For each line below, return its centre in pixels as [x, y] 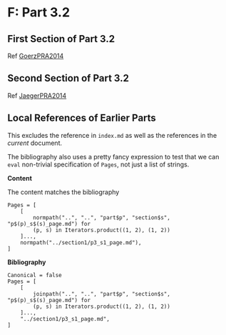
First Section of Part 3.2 [61, 39]
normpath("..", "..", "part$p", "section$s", [102, 217]
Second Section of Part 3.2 [68, 78]
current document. [35, 143]
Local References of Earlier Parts [82, 118]
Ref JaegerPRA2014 [37, 95]
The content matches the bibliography [63, 192]
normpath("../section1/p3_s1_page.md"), [81, 242]
